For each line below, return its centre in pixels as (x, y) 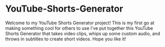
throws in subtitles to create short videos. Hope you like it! (66, 39)
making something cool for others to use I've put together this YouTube (79, 28)
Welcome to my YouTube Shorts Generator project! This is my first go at (80, 23)
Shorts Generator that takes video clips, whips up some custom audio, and (83, 33)
